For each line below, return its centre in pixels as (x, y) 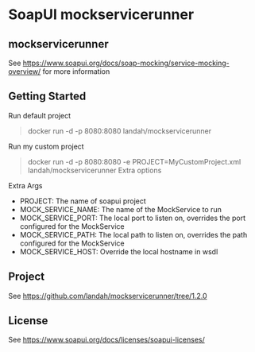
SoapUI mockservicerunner (101, 15)
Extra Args (25, 185)
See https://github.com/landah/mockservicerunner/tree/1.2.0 (108, 296)
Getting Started (47, 97)
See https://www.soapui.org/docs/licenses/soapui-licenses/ (106, 340)
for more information (76, 72)
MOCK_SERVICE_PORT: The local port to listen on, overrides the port (133, 218)
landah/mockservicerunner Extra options (95, 170)
